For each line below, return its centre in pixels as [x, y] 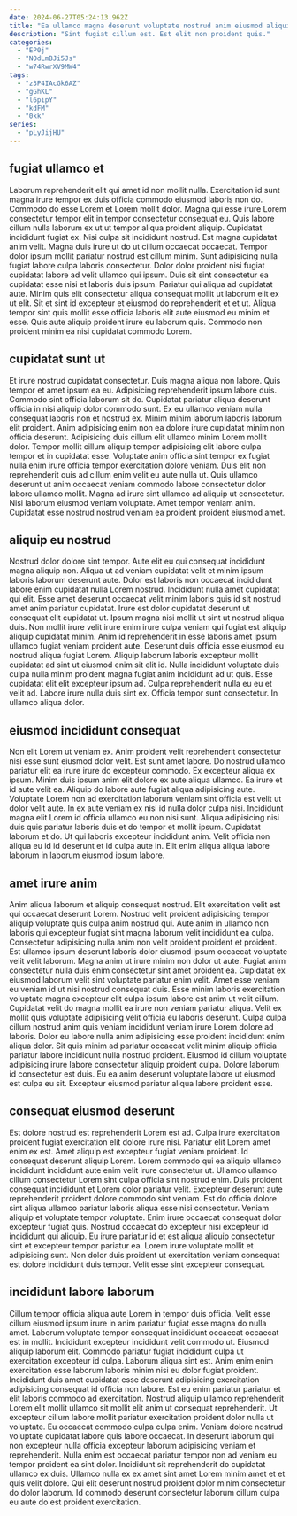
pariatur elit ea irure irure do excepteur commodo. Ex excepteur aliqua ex [142, 771]
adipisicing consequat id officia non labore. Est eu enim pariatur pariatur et [145, 1388]
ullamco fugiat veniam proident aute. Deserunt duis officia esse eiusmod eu [147, 646]
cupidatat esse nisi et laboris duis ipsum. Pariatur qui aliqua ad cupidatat [141, 284]
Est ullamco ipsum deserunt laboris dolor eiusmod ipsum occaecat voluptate [148, 951]
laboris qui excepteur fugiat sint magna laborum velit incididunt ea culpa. [141, 932]
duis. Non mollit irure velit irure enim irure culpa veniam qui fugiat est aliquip [148, 627]
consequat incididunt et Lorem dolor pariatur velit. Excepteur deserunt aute [146, 1189]
